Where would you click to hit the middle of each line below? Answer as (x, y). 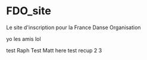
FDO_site (29, 11)
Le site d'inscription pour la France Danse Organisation (73, 27)
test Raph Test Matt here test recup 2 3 (54, 50)
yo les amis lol (24, 39)
